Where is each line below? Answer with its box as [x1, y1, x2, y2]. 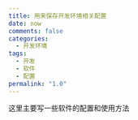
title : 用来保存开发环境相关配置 [8, 11, 107, 20]
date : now [8, 19, 42, 28]
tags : [8, 49, 27, 58]
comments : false [8, 27, 63, 35]
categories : [8, 34, 49, 43]
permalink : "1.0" [8, 79, 67, 88]
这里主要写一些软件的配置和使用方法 [8, 103, 130, 113]
